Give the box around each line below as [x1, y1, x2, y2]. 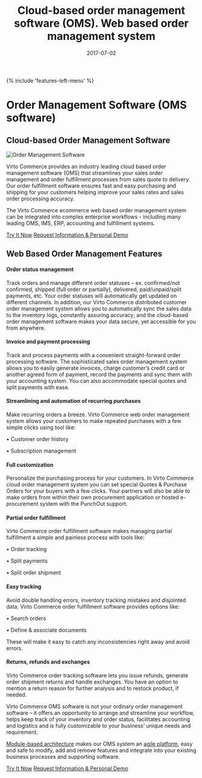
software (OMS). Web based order [14, 16, 189, 30]
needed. [6, 691, 27, 698]
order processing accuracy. [6, 195, 75, 202]
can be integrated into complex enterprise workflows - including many [6, 213, 181, 220]
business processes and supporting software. [6, 753, 121, 760]
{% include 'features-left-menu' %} [6, 77, 95, 84]
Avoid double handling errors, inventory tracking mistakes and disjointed [6, 597, 186, 604]
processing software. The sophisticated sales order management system [6, 358, 188, 365]
